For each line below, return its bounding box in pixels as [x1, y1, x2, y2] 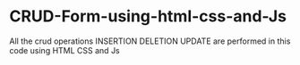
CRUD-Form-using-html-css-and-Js [9, 6, 287, 27]
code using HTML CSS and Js [9, 45, 121, 55]
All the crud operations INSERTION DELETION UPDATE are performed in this [9, 36, 291, 46]
